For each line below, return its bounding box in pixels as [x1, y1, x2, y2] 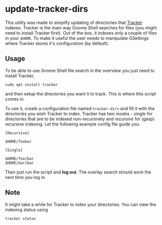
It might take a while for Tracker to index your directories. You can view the [5, 202, 157, 207]
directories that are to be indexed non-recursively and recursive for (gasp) [5, 116, 155, 122]
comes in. [5, 96, 25, 102]
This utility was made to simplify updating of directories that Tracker [5, 20, 143, 25]
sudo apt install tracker [5, 82, 58, 87]
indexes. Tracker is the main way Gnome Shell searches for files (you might [5, 24, 157, 30]
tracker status [5, 216, 36, 221]
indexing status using [5, 206, 48, 212]
